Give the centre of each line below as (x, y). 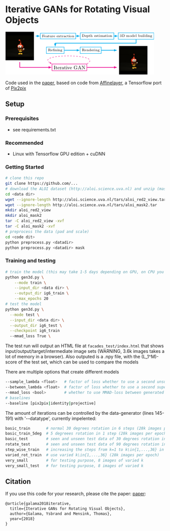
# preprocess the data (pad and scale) (47, 231)
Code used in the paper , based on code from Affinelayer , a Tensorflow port (83, 83)
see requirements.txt (34, 129)
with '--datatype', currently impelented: (55, 418)
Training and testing (30, 261)
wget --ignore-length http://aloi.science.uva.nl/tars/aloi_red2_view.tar (86, 200)
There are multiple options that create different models (62, 372)
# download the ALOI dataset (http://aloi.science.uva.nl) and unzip (80, 189)
